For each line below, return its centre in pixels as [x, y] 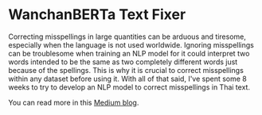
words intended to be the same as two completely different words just [123, 62]
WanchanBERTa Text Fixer [97, 15]
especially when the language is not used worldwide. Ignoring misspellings [131, 44]
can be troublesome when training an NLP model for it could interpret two [129, 53]
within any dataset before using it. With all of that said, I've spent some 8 [127, 79]
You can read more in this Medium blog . [74, 102]
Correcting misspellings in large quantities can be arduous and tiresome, [127, 36]
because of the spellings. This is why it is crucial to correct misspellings [126, 70]
